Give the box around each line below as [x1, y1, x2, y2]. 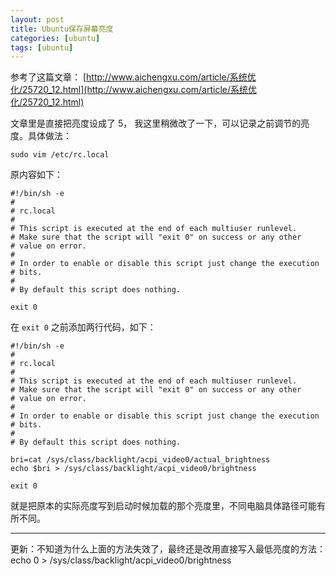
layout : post [10, 14, 65, 25]
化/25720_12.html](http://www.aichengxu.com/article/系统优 [10, 84, 258, 96]
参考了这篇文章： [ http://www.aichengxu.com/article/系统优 [10, 71, 257, 83]
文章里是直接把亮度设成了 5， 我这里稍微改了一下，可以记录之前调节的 [10, 117, 302, 130]
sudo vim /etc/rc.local [10, 150, 110, 160]
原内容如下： [10, 169, 63, 181]
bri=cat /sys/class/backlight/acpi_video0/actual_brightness [10, 455, 271, 465]
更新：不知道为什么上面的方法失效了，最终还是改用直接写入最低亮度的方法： [10, 543, 326, 555]
